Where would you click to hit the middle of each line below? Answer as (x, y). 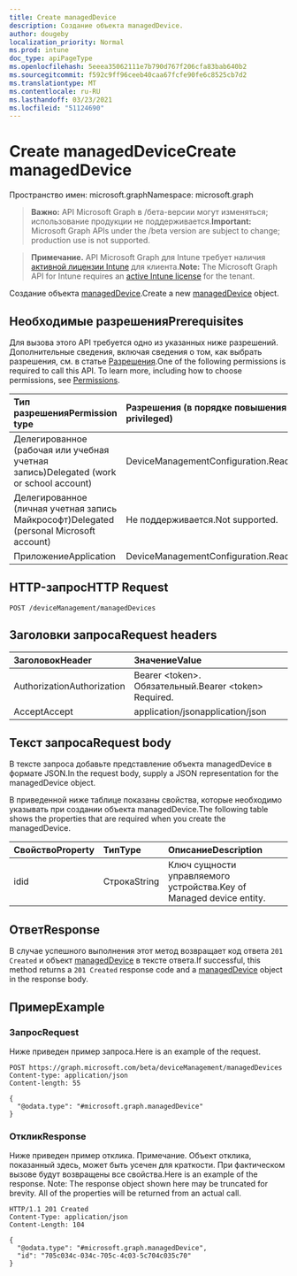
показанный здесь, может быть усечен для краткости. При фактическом (147, 1165)
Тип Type (122, 850)
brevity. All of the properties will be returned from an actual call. (125, 1193)
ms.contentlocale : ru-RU (55, 91)
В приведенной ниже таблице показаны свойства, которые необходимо (146, 800)
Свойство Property (54, 850)
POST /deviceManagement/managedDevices (83, 608)
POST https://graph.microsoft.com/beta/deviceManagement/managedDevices (146, 1067)
